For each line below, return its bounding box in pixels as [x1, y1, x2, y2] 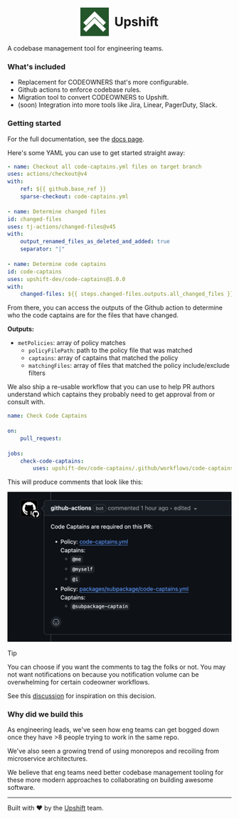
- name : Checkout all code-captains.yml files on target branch [7, 163, 202, 170]
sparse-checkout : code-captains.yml [20, 193, 129, 201]
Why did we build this [7, 709, 84, 719]
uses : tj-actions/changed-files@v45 [7, 223, 116, 231]
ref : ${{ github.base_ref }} [20, 186, 107, 193]
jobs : [7, 450, 23, 457]
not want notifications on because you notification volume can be [7, 670, 199, 679]
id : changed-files [7, 216, 62, 223]
